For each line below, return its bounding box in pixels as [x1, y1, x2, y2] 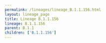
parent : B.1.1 [4, 26, 34, 31]
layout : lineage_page [4, 12, 50, 17]
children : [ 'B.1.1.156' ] [4, 30, 56, 35]
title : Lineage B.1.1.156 [4, 16, 58, 21]
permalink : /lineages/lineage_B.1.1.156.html [4, 7, 101, 12]
